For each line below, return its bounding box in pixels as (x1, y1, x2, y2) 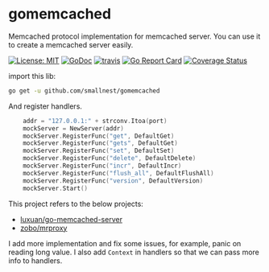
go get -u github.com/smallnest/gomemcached (8, 86, 160, 95)
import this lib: (8, 71, 56, 80)
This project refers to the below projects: (8, 199, 143, 208)
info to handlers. (8, 255, 63, 266)
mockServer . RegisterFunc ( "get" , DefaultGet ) (23, 132, 175, 140)
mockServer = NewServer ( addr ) (23, 124, 125, 133)
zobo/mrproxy (19, 223, 68, 233)
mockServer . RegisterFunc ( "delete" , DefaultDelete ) (23, 155, 197, 163)
